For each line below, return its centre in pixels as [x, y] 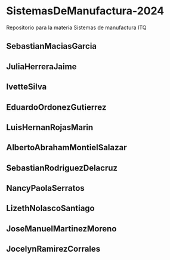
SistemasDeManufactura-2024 [85, 11]
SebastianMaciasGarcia [52, 46]
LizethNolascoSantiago [50, 208]
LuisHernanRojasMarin [50, 127]
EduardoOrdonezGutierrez [56, 107]
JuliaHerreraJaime [41, 66]
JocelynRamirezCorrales [53, 249]
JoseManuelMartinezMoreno [61, 229]
